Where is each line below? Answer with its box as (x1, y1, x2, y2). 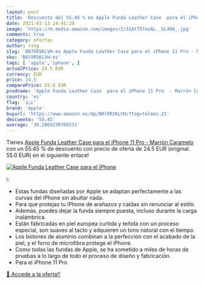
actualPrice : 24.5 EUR (6, 65, 64, 72)
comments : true (6, 32, 45, 38)
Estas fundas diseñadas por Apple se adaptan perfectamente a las (15, 188, 182, 195)
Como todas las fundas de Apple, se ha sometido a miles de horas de (15, 246, 189, 253)
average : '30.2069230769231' (6, 122, 80, 128)
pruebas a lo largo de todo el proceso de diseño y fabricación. (15, 252, 171, 260)
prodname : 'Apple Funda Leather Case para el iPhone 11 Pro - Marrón (6, 88, 191, 94)
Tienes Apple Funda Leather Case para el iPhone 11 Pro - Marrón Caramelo (6, 139, 194, 146)
